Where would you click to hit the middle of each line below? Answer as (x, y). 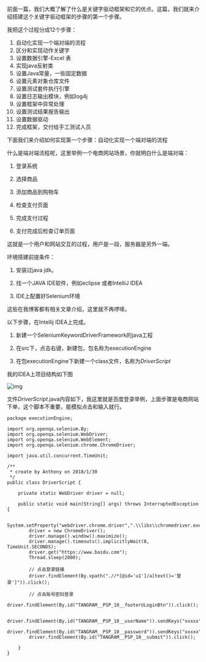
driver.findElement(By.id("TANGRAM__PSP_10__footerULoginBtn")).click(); (103, 605)
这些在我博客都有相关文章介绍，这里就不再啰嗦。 (68, 309)
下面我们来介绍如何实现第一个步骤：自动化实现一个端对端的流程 (87, 140)
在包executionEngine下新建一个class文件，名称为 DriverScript (93, 361)
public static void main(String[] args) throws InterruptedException (109, 504)
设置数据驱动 (32, 119)
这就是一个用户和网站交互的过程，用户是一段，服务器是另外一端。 (90, 244)
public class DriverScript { (44, 483)
